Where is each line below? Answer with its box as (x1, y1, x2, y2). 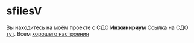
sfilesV (6, 4, 42, 18)
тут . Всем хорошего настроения (6, 30, 89, 37)
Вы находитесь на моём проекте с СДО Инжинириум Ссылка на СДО (6, 24, 189, 31)
